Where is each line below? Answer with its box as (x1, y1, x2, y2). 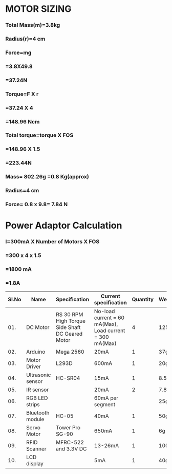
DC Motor (26, 324, 50, 331)
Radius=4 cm (5, 187, 39, 194)
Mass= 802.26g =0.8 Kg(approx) (5, 173, 90, 180)
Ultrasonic (26, 371, 51, 378)
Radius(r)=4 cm (5, 35, 46, 43)
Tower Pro (56, 424, 81, 431)
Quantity (132, 296, 154, 303)
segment (94, 401, 116, 408)
